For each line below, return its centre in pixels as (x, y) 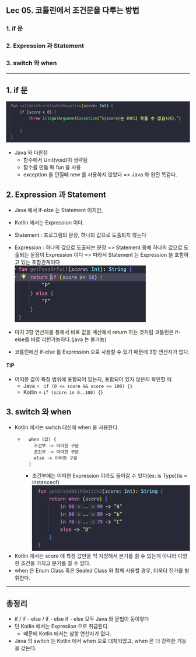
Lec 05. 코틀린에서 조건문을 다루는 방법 (73, 11)
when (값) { (42, 439)
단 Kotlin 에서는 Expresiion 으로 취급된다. (62, 627)
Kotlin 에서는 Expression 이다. (49, 222)
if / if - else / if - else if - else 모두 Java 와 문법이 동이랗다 (82, 619)
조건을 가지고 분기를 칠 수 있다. (56, 563)
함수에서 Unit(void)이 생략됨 (55, 160)
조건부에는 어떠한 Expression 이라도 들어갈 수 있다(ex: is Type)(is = (110, 475)
